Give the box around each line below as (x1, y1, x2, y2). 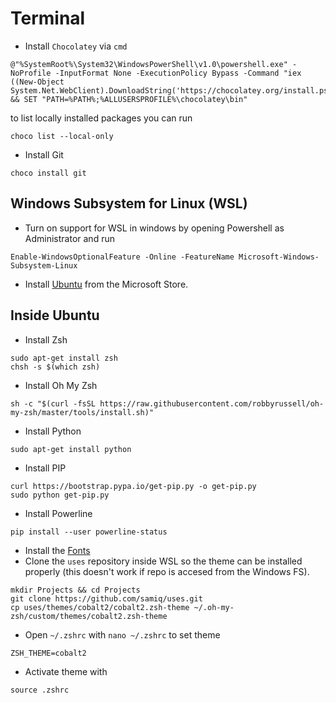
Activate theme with (24, 665, 108, 677)
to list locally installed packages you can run (10, 112, 193, 124)
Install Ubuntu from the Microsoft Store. (24, 278, 189, 290)
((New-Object (10, 77, 65, 87)
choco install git (10, 168, 87, 178)
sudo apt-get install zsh (10, 353, 118, 363)
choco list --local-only (10, 131, 114, 141)
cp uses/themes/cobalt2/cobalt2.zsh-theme (10, 602, 190, 612)
